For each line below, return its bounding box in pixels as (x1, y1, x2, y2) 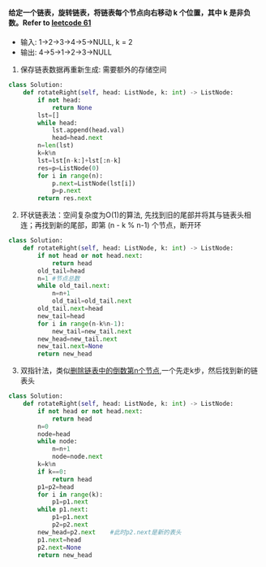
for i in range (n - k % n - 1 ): (37, 320, 126, 328)
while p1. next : (37, 505, 89, 514)
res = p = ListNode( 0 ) (37, 164, 100, 172)
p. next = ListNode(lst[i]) (51, 179, 136, 187)
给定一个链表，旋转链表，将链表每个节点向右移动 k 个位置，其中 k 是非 (8, 7, 244, 17)
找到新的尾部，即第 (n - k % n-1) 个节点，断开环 (41, 220, 202, 230)
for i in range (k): (37, 491, 104, 499)
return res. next (37, 194, 92, 203)
